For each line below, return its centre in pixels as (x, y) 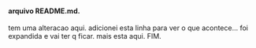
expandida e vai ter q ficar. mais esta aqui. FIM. (85, 36)
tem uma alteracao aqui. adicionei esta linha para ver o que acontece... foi (128, 28)
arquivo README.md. (44, 11)
